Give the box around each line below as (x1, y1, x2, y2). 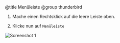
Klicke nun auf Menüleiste (12, 23, 65, 29)
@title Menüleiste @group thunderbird (5, 4, 82, 10)
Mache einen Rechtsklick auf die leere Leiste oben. (12, 14, 116, 19)
